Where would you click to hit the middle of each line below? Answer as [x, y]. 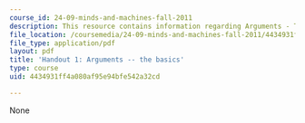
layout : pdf [32, 52]
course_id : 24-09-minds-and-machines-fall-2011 [101, 18]
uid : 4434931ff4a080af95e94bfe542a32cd [85, 77]
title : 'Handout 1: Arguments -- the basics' [97, 60]
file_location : [38, 34]
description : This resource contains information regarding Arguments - [150, 26]
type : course [34, 69]
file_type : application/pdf [63, 43]
